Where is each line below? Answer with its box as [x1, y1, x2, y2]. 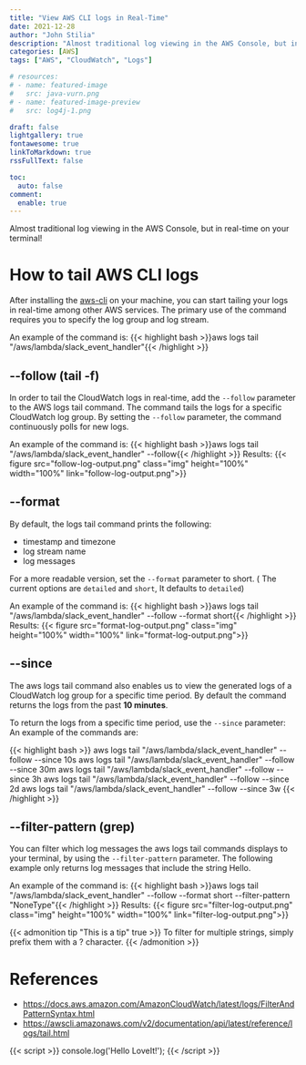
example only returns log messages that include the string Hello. [9, 863, 251, 874]
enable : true [17, 198, 67, 208]
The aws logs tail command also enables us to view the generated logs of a [9, 680, 292, 691]
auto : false [17, 181, 64, 190]
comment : [9, 189, 43, 199]
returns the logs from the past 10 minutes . [9, 699, 168, 711]
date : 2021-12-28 [9, 22, 76, 31]
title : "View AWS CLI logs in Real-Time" [9, 13, 169, 23]
